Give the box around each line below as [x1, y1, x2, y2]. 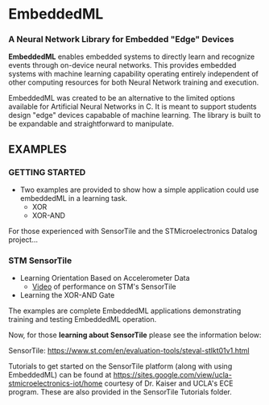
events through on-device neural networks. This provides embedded [8, 61, 237, 70]
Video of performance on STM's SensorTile [31, 282, 176, 291]
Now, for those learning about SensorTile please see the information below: [8, 330, 262, 340]
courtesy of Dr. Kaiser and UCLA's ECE [104, 378, 234, 388]
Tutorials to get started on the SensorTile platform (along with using [8, 361, 233, 371]
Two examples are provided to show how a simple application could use [19, 185, 259, 194]
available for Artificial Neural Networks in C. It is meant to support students [8, 102, 257, 111]
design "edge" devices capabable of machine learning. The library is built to [8, 111, 262, 120]
